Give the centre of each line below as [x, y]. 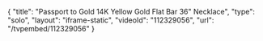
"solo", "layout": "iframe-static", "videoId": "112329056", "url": [111, 20]
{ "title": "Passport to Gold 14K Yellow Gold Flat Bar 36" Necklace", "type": [131, 12]
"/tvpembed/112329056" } [51, 29]
